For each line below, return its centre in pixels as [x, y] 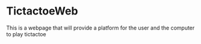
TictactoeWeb [42, 11]
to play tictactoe [26, 34]
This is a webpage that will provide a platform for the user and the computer [100, 28]
